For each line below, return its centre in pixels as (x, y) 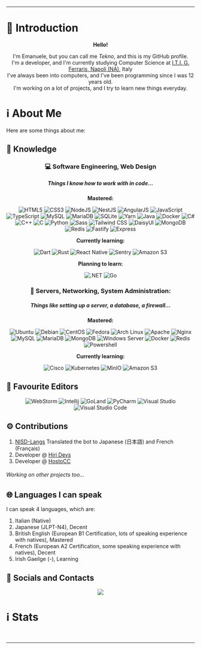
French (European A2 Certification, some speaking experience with (98, 547)
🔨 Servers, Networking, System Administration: (100, 291)
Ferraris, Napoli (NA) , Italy (100, 69)
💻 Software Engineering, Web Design (100, 167)
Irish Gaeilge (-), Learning (47, 559)
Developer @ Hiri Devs (43, 455)
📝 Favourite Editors (42, 387)
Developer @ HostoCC (43, 461)
